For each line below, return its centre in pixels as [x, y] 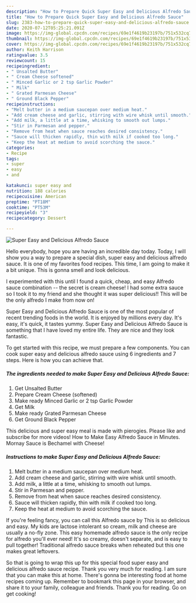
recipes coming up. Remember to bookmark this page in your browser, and [96, 581]
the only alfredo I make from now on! [50, 300]
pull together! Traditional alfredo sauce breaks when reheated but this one [95, 545]
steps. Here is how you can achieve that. [55, 360]
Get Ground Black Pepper [45, 419]
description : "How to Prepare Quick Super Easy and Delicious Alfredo [94, 11]
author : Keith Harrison [35, 50]
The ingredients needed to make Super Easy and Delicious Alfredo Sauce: [98, 373]
